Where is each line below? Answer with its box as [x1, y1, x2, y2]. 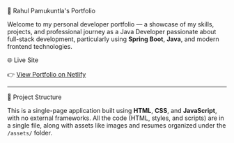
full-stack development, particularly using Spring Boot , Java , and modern [7, 35, 219, 43]
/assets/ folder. [7, 129, 52, 137]
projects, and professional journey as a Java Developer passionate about [7, 28, 217, 36]
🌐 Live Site [7, 56, 39, 64]
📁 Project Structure [7, 93, 62, 101]
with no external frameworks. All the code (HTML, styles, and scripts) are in [7, 114, 224, 122]
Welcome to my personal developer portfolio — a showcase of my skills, [7, 20, 214, 28]
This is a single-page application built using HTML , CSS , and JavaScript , [7, 107, 217, 114]
